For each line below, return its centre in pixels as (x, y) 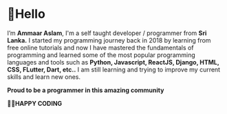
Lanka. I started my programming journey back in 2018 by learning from (109, 40)
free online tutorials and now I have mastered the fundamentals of (100, 47)
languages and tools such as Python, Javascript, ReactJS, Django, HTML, (113, 62)
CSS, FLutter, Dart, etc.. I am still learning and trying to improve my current (114, 69)
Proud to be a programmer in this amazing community (86, 90)
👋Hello (26, 14)
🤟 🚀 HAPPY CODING (35, 103)
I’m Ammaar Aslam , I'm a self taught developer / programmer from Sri (107, 33)
